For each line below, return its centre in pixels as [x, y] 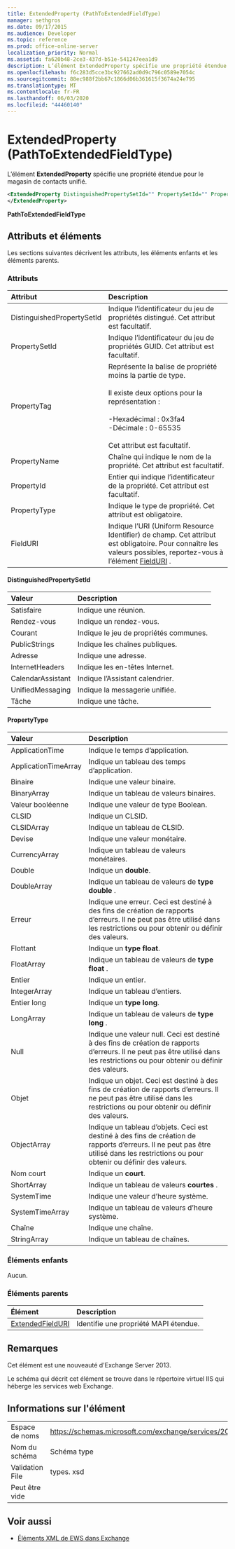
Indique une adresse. [112, 655]
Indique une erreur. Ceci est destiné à [150, 902]
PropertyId [28, 486]
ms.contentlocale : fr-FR [43, 92]
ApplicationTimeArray [46, 766]
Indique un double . [120, 871]
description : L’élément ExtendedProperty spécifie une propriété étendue [117, 66]
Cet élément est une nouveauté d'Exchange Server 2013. [89, 1365]
